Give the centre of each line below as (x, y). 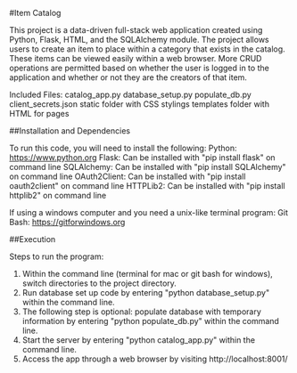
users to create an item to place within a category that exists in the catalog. (147, 49)
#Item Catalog (35, 13)
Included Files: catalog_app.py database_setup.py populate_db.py (130, 94)
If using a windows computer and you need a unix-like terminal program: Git (148, 212)
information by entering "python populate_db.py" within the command (150, 321)
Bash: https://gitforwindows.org (67, 222)
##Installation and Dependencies (70, 131)
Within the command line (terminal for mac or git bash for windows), (148, 274)
